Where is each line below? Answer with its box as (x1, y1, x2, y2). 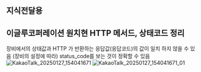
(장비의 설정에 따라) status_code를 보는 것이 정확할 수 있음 (12, 53, 150, 60)
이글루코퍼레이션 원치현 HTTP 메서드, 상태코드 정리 (6, 28, 185, 38)
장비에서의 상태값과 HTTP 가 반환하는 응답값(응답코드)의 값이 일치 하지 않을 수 (6, 45, 189, 52)
